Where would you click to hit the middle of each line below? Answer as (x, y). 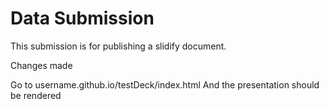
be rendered (36, 95)
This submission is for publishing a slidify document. (118, 46)
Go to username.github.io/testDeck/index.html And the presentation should (165, 84)
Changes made (41, 65)
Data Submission (82, 18)
